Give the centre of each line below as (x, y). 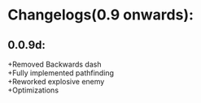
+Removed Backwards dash (55, 64)
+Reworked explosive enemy (56, 82)
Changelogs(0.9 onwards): (101, 15)
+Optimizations (33, 90)
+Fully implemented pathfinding (61, 73)
